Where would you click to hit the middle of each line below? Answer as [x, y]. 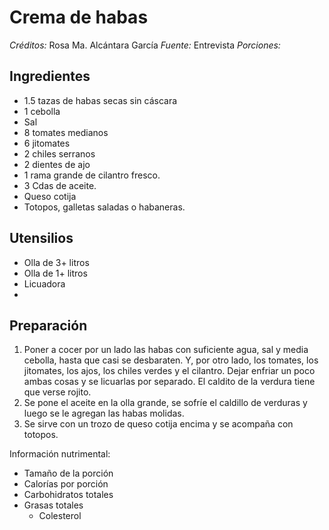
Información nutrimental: [60, 454]
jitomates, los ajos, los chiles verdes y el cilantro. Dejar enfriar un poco [169, 371]
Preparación [48, 325]
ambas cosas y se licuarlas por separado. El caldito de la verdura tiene [169, 382]
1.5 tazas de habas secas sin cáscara [100, 100]
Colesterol [60, 516]
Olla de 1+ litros [55, 273]
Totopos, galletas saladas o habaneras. [104, 207]
